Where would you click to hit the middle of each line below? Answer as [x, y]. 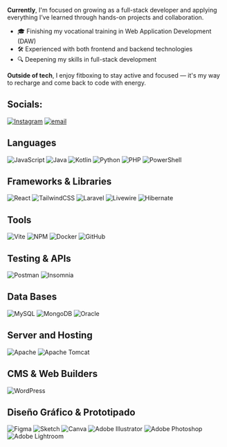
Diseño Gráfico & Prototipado [71, 412]
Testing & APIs [39, 258]
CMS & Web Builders [53, 374]
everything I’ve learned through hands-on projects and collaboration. [106, 17]
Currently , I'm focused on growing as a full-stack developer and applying [112, 10]
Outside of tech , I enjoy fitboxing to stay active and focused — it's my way [113, 75]
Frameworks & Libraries [60, 182]
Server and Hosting [50, 335]
